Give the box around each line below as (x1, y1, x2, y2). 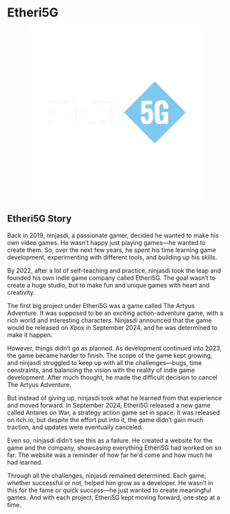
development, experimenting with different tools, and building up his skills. (7, 253, 218, 261)
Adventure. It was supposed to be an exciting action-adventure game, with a (7, 309, 224, 317)
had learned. (7, 458, 43, 466)
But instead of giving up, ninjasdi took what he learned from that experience (7, 393, 222, 402)
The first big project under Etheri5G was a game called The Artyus (7, 301, 195, 309)
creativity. (7, 288, 36, 296)
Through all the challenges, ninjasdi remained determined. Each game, (7, 471, 207, 480)
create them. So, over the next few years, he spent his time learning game (7, 246, 216, 254)
